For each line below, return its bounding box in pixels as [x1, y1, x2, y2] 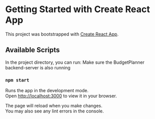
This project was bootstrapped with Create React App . [5, 31, 119, 37]
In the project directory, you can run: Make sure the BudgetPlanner [5, 59, 145, 65]
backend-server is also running [5, 64, 71, 70]
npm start [5, 77, 29, 83]
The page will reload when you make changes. [5, 103, 103, 109]
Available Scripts [5, 46, 60, 54]
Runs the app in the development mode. [5, 88, 89, 94]
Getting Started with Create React [5, 4, 150, 15]
